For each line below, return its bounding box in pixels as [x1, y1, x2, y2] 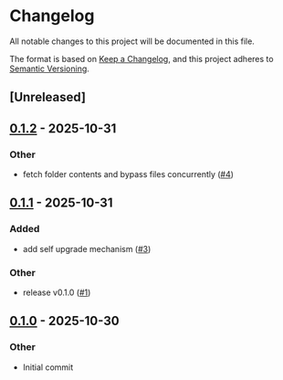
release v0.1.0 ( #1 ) [22, 287, 91, 298]
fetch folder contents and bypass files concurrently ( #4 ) [22, 169, 235, 180]
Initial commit [22, 362, 74, 373]
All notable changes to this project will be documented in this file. [9, 36, 256, 47]
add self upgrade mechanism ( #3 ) [22, 243, 152, 254]
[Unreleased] [9, 90, 87, 105]
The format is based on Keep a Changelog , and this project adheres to [9, 53, 274, 64]
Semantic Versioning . [9, 63, 89, 74]
